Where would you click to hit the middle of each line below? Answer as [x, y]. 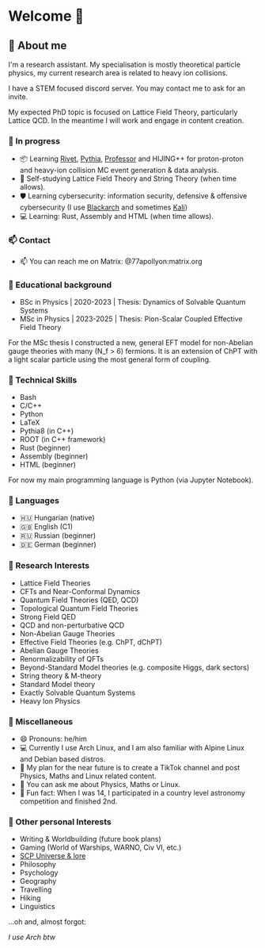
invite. [18, 97]
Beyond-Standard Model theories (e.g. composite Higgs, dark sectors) [134, 667]
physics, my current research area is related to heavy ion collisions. [118, 73]
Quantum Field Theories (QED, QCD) [79, 600]
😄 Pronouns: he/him [53, 739]
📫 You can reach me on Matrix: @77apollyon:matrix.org [111, 261]
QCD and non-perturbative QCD [72, 625]
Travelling [36, 890]
